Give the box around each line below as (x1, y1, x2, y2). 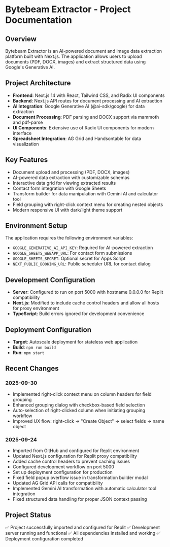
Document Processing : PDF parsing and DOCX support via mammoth (12, 114, 159, 120)
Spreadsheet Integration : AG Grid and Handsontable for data (12, 135, 141, 142)
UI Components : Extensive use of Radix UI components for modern (12, 124, 154, 130)
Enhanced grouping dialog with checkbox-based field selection (12, 402, 145, 408)
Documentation (5, 14, 73, 26)
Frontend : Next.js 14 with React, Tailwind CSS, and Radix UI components (12, 92, 165, 98)
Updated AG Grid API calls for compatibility (12, 480, 103, 486)
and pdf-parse (12, 119, 43, 125)
